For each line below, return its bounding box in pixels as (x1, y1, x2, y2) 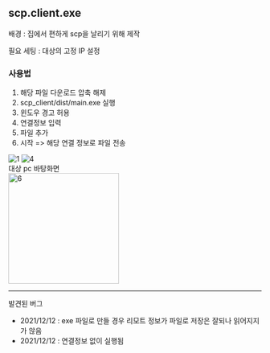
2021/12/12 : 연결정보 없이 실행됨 (19, 336, 125, 346)
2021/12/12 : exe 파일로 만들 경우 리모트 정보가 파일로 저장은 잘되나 (19, 316, 232, 326)
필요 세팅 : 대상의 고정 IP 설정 (8, 46, 100, 55)
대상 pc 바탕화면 (8, 164, 60, 174)
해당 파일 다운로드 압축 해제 (19, 88, 107, 97)
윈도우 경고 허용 (19, 108, 70, 117)
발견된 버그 (8, 299, 43, 309)
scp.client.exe (8, 6, 82, 20)
